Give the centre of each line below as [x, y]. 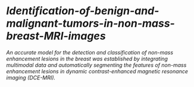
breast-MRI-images [56, 36]
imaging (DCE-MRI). [31, 78]
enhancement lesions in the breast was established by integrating [87, 59]
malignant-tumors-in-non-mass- [91, 23]
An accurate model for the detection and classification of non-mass [90, 52]
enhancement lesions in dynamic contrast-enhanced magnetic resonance [97, 71]
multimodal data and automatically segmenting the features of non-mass [96, 65]
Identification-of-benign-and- [83, 11]
